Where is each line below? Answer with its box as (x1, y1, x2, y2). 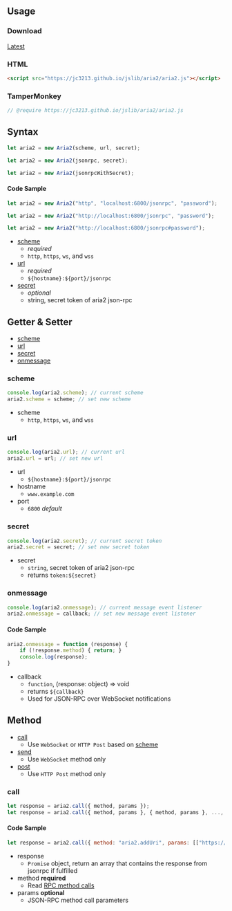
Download (7, 26, 43, 36)
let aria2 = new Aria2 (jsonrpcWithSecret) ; (7, 169, 135, 176)
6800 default (27, 504, 62, 513)
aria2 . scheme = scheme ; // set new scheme (7, 396, 131, 403)
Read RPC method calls (27, 881, 95, 890)
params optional (17, 888, 65, 896)
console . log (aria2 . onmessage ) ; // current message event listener (7, 604, 202, 611)
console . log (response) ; (19, 654, 88, 661)
